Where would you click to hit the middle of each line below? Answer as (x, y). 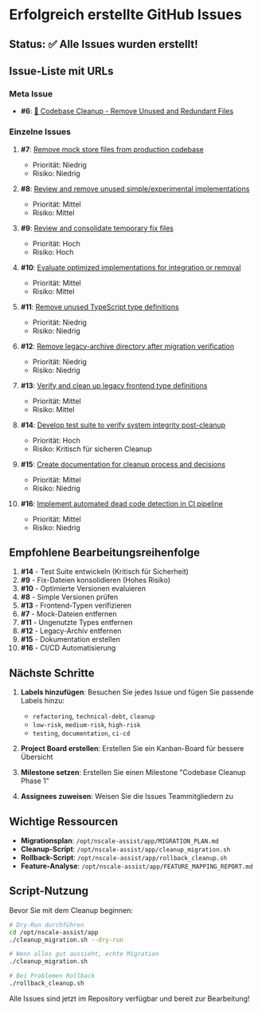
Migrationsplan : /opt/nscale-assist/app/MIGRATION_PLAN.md (119, 840)
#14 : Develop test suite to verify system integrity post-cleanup (123, 425)
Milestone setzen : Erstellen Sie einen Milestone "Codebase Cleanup (133, 773)
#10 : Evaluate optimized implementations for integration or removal (131, 267)
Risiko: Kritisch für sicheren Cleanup (92, 449)
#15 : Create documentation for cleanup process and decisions (123, 464)
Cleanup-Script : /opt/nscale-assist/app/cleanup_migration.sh (125, 849)
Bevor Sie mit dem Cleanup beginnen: (71, 910)
